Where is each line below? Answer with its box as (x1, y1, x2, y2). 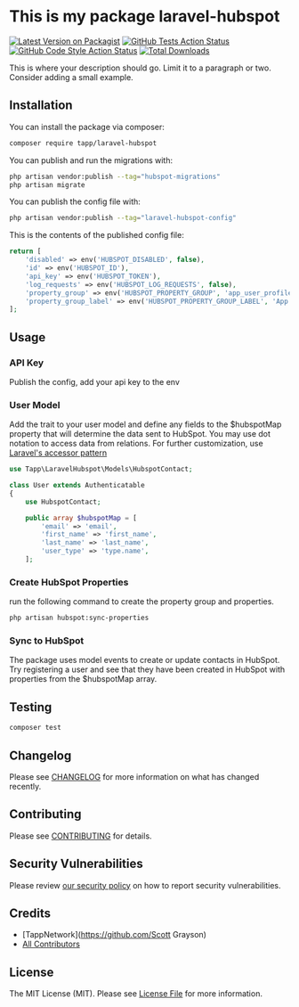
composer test (9, 724, 62, 733)
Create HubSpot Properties (9, 576, 129, 588)
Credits (9, 905, 52, 921)
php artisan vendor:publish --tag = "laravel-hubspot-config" (9, 214, 238, 223)
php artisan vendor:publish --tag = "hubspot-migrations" (9, 172, 221, 181)
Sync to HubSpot (9, 634, 85, 647)
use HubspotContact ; (25, 497, 101, 506)
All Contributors (21, 938, 80, 950)
